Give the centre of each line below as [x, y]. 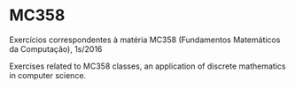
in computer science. [48, 75]
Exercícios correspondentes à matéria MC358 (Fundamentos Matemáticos [145, 40]
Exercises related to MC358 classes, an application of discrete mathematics [147, 66]
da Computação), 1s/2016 [56, 48]
